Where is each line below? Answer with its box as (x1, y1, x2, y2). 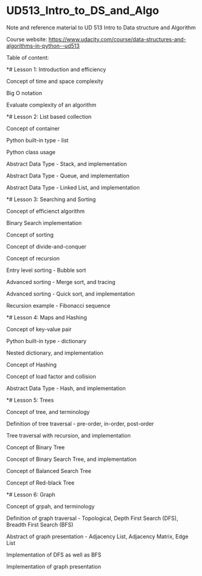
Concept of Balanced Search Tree (6, 467, 91, 474)
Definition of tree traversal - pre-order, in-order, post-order (6, 420, 154, 427)
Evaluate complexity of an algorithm (6, 101, 97, 108)
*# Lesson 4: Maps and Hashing (6, 313, 87, 321)
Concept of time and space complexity (6, 77, 103, 85)
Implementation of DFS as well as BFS (6, 551, 102, 558)
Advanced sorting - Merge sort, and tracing (6, 278, 116, 285)
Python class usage (6, 148, 56, 155)
